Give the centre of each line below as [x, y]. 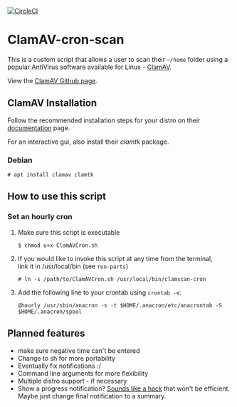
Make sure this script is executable [69, 232]
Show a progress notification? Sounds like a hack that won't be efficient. [123, 388]
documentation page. [39, 127]
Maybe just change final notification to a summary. [92, 396]
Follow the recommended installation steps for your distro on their [104, 120]
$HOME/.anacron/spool [49, 312]
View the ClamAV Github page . [53, 80]
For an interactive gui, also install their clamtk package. [88, 142]
